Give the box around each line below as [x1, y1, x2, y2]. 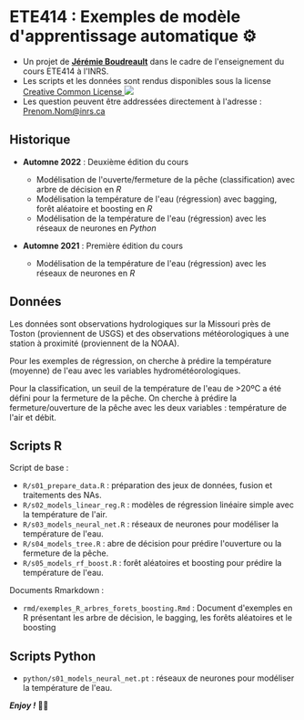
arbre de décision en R [35, 183, 122, 194]
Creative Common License [22, 86, 123, 97]
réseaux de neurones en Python [35, 222, 157, 234]
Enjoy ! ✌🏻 [9, 700, 49, 711]
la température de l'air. [22, 509, 107, 520]
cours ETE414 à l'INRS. [22, 66, 109, 77]
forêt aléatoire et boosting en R [35, 203, 153, 214]
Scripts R [9, 438, 62, 454]
